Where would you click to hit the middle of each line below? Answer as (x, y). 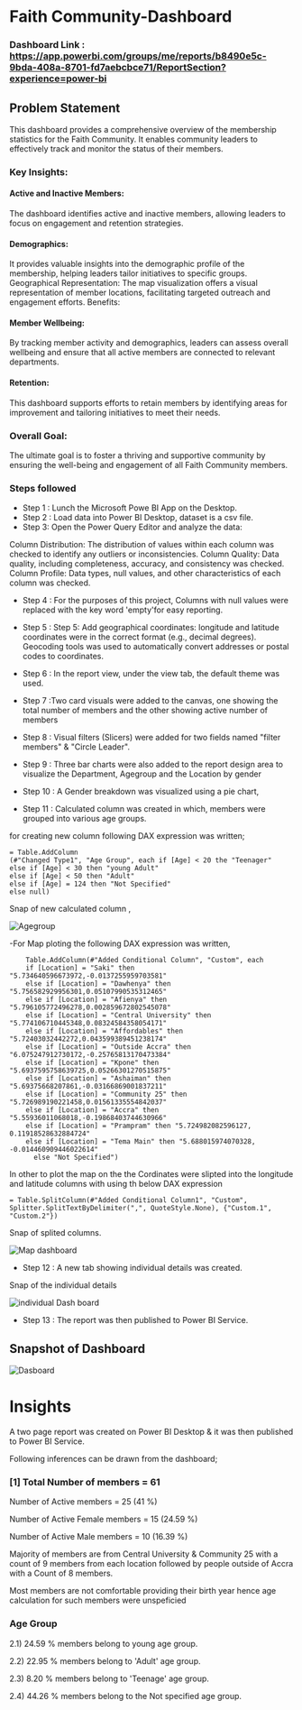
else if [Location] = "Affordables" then (104, 1031)
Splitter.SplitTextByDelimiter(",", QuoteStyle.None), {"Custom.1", (141, 1209)
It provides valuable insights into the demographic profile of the (127, 264)
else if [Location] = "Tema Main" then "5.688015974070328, (141, 1142)
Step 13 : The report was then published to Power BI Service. (135, 1320)
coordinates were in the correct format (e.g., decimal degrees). (139, 637)
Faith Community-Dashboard (121, 17)
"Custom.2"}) (34, 1216)
